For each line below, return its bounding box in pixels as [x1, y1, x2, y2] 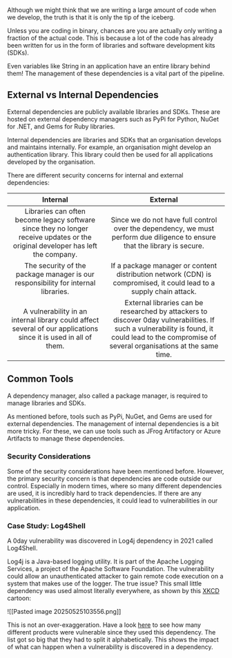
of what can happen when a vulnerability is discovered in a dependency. [7, 643, 213, 651]
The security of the [23, 260, 86, 270]
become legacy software [14, 215, 95, 224]
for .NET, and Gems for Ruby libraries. [7, 122, 115, 130]
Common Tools [7, 373, 74, 385]
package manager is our [16, 269, 95, 279]
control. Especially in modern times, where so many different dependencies [7, 481, 222, 490]
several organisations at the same [109, 341, 219, 351]
